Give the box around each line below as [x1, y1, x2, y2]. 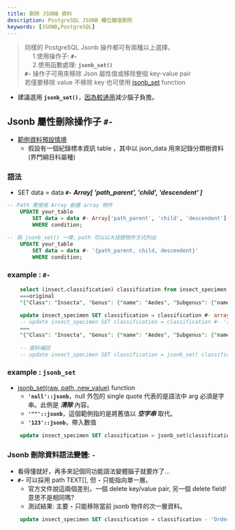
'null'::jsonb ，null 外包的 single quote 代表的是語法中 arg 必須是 [27, 392, 219, 400]
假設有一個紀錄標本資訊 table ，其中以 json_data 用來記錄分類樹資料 [27, 144, 224, 152]
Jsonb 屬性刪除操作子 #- [7, 115, 113, 127]
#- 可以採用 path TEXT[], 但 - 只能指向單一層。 [17, 475, 152, 484]
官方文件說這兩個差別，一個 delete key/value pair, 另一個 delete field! [27, 484, 227, 493]
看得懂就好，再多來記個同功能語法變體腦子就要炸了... [17, 466, 170, 475]
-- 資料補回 [20, 344, 50, 352]
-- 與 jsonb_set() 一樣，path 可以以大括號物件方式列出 [7, 234, 157, 241]
